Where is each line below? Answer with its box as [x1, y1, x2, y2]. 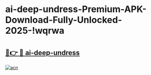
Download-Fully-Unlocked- [5, 14, 122, 26]
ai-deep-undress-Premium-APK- [5, 4, 147, 15]
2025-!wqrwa [5, 25, 65, 36]
